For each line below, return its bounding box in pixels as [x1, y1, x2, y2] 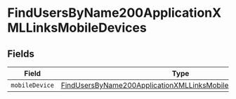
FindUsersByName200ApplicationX [7, 5, 222, 21]
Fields [7, 48, 35, 60]
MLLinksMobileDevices [7, 20, 147, 36]
